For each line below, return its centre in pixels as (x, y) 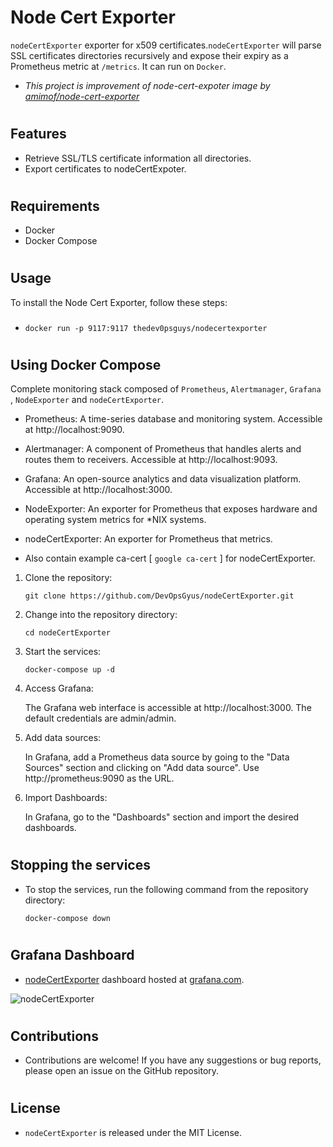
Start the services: (63, 652)
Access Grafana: (59, 688)
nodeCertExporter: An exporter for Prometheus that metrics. (148, 539)
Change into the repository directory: (101, 615)
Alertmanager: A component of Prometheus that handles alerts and (163, 449)
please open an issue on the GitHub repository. (122, 1071)
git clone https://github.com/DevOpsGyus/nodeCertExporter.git (159, 596)
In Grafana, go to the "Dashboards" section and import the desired (162, 817)
